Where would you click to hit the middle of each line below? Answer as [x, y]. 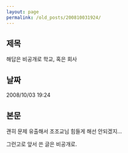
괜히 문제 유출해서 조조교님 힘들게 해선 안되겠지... [64, 131]
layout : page [23, 12]
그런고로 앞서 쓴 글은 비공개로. [42, 144]
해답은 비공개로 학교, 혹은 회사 [42, 59]
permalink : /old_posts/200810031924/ [54, 18]
